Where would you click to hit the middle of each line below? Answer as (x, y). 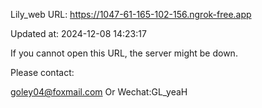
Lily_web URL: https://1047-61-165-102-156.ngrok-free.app (131, 14)
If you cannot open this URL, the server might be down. (124, 53)
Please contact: (42, 72)
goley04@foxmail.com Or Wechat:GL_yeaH (99, 92)
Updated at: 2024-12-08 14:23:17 (78, 33)
